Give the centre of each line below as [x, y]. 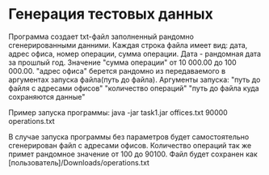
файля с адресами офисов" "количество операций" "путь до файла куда [134, 88]
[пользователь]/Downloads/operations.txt [79, 162]
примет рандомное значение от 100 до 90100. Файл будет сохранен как [133, 154]
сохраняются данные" [47, 96]
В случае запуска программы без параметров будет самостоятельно [129, 137]
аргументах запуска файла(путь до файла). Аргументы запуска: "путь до [134, 79]
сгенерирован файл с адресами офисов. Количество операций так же [130, 145]
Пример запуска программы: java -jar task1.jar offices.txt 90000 [118, 112]
